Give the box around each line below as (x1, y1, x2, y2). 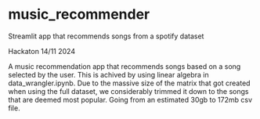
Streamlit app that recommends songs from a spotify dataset (8, 31, 204, 41)
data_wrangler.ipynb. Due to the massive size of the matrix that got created (8, 78, 251, 88)
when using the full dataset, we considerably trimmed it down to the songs (8, 86, 249, 96)
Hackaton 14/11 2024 (8, 46, 76, 56)
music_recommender (8, 5, 150, 23)
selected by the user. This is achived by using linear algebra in (8, 70, 209, 79)
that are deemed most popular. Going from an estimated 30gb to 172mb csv (8, 95, 253, 104)
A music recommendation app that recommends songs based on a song (8, 61, 241, 71)
